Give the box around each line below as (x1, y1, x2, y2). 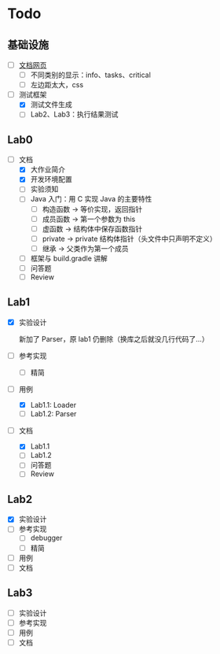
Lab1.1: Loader (30, 401, 76, 410)
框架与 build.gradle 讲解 (30, 253, 108, 263)
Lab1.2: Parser (30, 409, 77, 419)
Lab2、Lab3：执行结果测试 (30, 109, 119, 119)
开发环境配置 (30, 175, 72, 184)
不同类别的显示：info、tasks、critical (30, 70, 151, 79)
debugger (30, 533, 63, 543)
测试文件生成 (30, 100, 72, 109)
